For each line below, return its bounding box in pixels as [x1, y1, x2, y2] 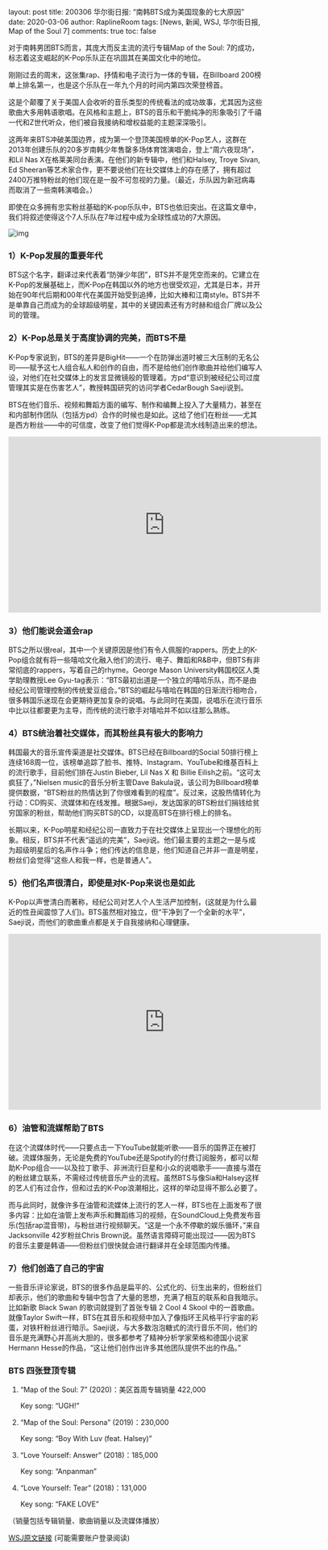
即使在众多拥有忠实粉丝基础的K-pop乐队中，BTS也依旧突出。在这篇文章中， [8, 203, 261, 211]
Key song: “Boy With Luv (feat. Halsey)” [19, 1434, 152, 1443]
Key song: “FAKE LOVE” [19, 1499, 99, 1509]
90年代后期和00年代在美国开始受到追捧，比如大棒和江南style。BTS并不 [22, 290, 260, 300]
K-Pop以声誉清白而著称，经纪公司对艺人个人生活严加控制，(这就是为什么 [8, 897, 251, 907]
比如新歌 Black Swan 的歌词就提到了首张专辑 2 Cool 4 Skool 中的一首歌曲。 [8, 1302, 259, 1313]
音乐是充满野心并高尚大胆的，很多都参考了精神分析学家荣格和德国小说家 [8, 1333, 248, 1343]
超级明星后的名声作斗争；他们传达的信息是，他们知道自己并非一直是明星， [15, 846, 263, 855]
